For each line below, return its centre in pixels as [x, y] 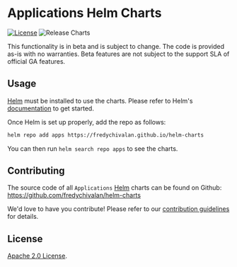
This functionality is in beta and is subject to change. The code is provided [116, 46]
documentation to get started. [51, 108]
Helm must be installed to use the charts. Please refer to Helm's [100, 101]
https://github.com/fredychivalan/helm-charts [74, 195]
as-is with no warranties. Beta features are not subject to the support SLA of [118, 54]
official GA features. [36, 61]
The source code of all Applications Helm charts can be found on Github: [115, 188]
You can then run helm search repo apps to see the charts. [93, 148]
